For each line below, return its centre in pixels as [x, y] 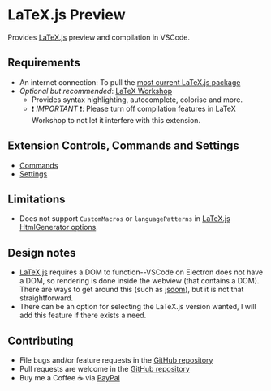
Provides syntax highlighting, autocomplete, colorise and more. [137, 100]
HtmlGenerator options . [58, 227]
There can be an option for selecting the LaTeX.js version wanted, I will [138, 307]
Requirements [44, 63]
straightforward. [46, 298]
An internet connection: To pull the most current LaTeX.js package [130, 82]
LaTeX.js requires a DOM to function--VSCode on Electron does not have [141, 272]
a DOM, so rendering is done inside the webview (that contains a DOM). [139, 281]
